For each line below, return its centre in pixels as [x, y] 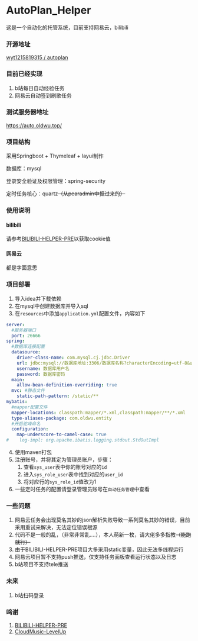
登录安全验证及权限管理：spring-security [56, 181]
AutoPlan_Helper [49, 10]
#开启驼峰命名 [26, 424]
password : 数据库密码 [41, 374]
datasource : [26, 352]
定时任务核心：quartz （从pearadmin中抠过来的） [66, 194]
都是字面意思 [22, 268]
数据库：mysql [24, 169]
